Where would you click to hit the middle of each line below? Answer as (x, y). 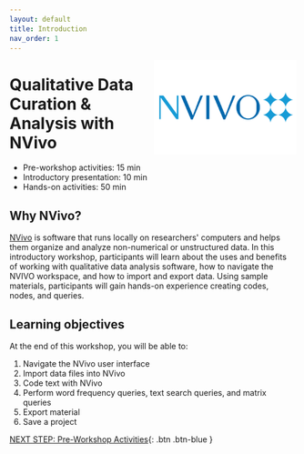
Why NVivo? (46, 215)
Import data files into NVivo (74, 373)
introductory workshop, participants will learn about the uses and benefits (148, 257)
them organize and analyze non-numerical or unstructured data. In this (142, 247)
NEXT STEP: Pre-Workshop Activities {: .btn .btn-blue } (111, 439)
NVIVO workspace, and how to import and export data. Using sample (139, 277)
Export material (51, 412)
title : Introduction (49, 29)
